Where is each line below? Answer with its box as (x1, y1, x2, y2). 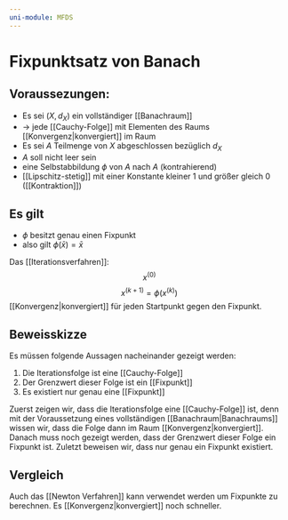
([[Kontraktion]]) (21, 180, 82, 191)
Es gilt (9, 206, 44, 221)
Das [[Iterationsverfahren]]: (9, 257, 109, 268)
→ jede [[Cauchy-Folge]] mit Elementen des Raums (21, 122, 211, 132)
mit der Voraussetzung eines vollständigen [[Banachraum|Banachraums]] (9, 413, 278, 424)
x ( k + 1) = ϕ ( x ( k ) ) (121, 285, 178, 298)
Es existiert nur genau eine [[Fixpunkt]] (21, 387, 165, 397)
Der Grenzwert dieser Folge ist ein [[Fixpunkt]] (21, 377, 193, 388)
